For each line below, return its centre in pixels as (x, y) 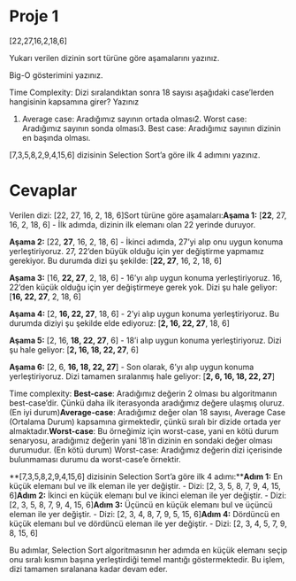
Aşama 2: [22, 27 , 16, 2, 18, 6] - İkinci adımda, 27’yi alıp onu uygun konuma (146, 242)
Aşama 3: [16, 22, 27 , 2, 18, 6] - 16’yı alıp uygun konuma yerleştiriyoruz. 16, (146, 277)
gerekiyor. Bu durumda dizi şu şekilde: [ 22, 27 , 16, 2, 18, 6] (116, 260)
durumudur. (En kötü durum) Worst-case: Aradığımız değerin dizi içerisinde (146, 450)
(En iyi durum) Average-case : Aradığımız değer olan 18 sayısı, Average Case (147, 412)
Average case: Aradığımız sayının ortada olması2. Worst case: (134, 119)
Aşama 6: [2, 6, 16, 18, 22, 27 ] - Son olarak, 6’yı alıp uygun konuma (132, 367)
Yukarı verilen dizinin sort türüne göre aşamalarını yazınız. (114, 58)
